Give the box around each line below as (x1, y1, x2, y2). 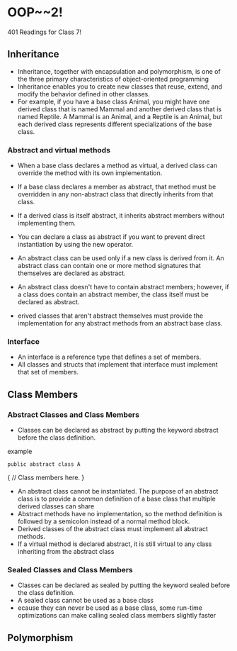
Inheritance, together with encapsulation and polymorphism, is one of (17, 67, 221, 75)
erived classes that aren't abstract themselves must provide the (17, 311, 204, 320)
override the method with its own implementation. (17, 169, 163, 177)
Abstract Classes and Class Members (7, 409, 140, 419)
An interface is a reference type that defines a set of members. (17, 352, 202, 362)
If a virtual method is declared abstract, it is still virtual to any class (17, 540, 212, 548)
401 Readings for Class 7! (7, 28, 82, 36)
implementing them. (17, 219, 76, 228)
